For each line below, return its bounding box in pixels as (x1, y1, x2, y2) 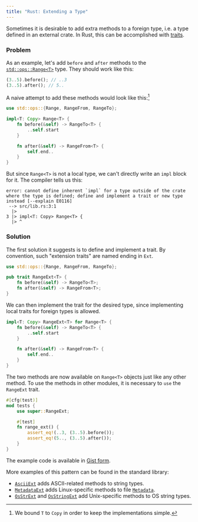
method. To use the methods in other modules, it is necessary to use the (6, 379, 181, 386)
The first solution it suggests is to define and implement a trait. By (6, 246, 166, 253)
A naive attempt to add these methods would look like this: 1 (6, 93, 150, 101)
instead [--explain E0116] (6, 198, 72, 204)
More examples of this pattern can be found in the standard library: (6, 468, 169, 475)
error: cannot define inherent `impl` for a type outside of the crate (6, 188, 186, 194)
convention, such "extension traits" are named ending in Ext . (6, 252, 154, 260)
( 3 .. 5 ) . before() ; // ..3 (6, 77, 67, 83)
